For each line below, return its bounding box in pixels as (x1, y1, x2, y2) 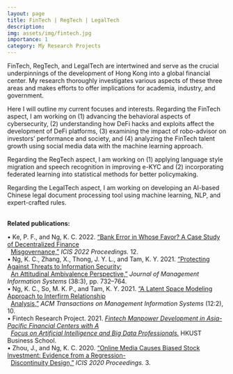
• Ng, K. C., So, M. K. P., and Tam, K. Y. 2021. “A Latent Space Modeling (7, 285, 213, 293)
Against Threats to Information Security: (7, 263, 122, 270)
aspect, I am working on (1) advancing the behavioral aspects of (7, 112, 191, 120)
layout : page (7, 10, 45, 17)
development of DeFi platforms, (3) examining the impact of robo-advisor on (7, 127, 227, 135)
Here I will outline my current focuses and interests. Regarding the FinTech (7, 105, 221, 113)
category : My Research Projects (7, 42, 101, 49)
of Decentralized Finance (7, 240, 80, 248)
